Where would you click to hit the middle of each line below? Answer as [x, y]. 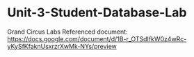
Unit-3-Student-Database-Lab [97, 13]
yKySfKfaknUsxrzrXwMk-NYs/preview [62, 46]
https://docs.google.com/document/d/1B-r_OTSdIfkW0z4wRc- [97, 38]
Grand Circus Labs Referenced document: [67, 32]
